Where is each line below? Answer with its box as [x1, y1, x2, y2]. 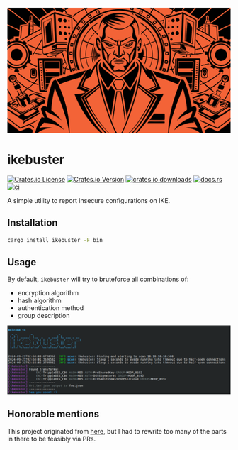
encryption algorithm [17, 289, 79, 297]
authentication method [17, 304, 84, 312]
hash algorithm [17, 296, 62, 305]
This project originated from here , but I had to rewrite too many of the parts [7, 427, 227, 435]
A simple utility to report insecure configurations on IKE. [7, 196, 171, 204]
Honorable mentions [7, 408, 100, 420]
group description [17, 312, 70, 320]
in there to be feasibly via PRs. [7, 434, 96, 443]
